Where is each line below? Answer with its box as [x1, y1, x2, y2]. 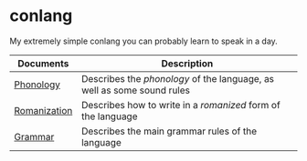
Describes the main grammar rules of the [80, 125, 258, 137]
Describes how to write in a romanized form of [80, 98, 281, 111]
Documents [17, 56, 69, 69]
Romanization [14, 104, 73, 116]
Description [161, 56, 214, 69]
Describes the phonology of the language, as [80, 72, 275, 85]
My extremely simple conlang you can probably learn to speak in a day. [9, 35, 279, 46]
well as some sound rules [80, 84, 190, 96]
